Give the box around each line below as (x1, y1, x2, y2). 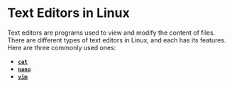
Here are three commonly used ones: (7, 43, 116, 52)
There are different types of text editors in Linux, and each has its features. (7, 35, 226, 44)
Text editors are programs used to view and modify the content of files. (7, 28, 216, 37)
